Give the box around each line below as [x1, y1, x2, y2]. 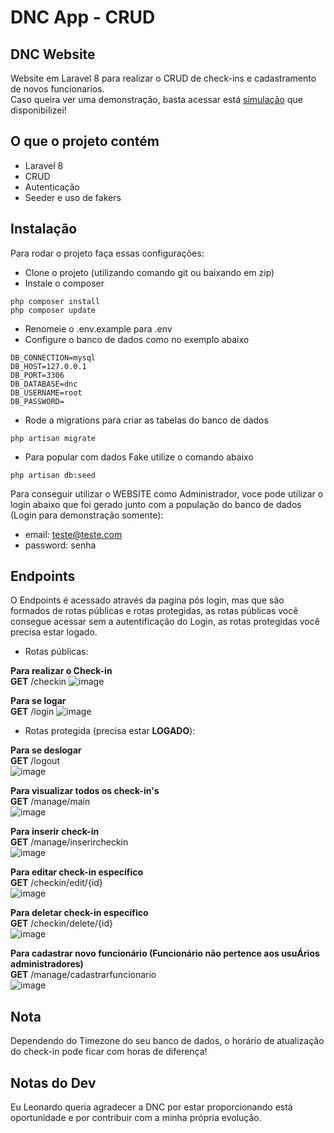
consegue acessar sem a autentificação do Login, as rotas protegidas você [10, 616, 320, 628]
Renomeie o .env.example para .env [24, 322, 173, 335]
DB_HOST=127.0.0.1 [10, 361, 87, 371]
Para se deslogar [10, 744, 82, 756]
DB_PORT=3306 [10, 370, 65, 380]
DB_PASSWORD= [10, 396, 65, 406]
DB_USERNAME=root [10, 387, 83, 398]
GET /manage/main [10, 796, 91, 808]
